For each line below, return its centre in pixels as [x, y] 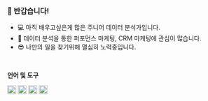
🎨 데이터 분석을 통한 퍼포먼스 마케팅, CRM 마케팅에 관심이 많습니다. [109, 38]
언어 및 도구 [23, 75]
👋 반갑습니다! [28, 10]
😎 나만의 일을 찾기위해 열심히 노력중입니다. [77, 47]
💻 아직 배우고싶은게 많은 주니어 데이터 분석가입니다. [89, 28]
